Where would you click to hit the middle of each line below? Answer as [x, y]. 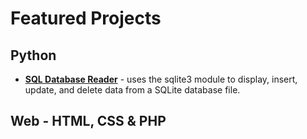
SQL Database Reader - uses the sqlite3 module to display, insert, [161, 79]
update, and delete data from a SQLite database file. [132, 90]
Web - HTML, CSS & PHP [88, 121]
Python [33, 55]
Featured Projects [86, 18]
